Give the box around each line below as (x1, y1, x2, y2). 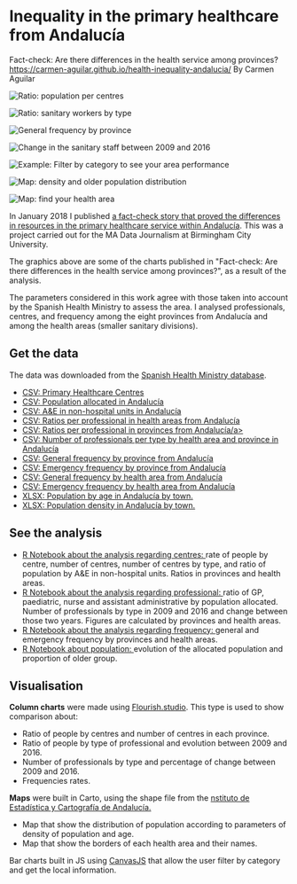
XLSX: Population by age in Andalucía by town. (21, 490, 193, 501)
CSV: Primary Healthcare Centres (21, 387, 145, 397)
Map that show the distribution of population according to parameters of (21, 819, 286, 830)
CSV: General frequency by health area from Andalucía (21, 472, 223, 482)
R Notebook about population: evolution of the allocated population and (21, 643, 284, 653)
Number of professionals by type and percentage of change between (21, 756, 277, 768)
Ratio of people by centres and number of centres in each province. (21, 729, 270, 739)
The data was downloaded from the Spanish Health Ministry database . (9, 370, 268, 380)
